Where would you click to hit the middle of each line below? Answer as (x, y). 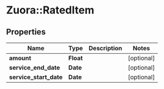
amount (20, 58)
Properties (26, 32)
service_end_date (35, 68)
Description (105, 48)
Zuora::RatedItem (50, 10)
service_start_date (36, 77)
